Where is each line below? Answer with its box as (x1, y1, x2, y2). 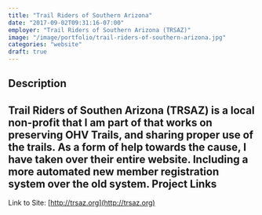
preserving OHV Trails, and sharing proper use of (8, 128, 253, 141)
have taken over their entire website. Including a (8, 152, 249, 166)
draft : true (8, 48, 47, 56)
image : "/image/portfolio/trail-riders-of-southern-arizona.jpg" (8, 33, 226, 42)
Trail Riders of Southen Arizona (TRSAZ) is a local (8, 104, 255, 117)
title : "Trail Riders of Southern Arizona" (8, 11, 153, 20)
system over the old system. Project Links (8, 177, 217, 191)
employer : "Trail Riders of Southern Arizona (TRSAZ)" (8, 26, 191, 34)
